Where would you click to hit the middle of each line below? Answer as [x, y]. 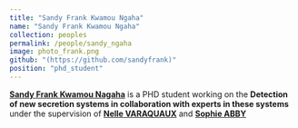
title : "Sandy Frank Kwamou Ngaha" [77, 18]
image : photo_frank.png [55, 52]
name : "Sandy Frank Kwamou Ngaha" [75, 26]
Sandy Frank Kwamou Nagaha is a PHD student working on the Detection [149, 94]
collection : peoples [49, 34]
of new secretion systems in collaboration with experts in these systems [149, 103]
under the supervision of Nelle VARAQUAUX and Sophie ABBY [128, 113]
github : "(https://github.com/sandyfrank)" [93, 60]
